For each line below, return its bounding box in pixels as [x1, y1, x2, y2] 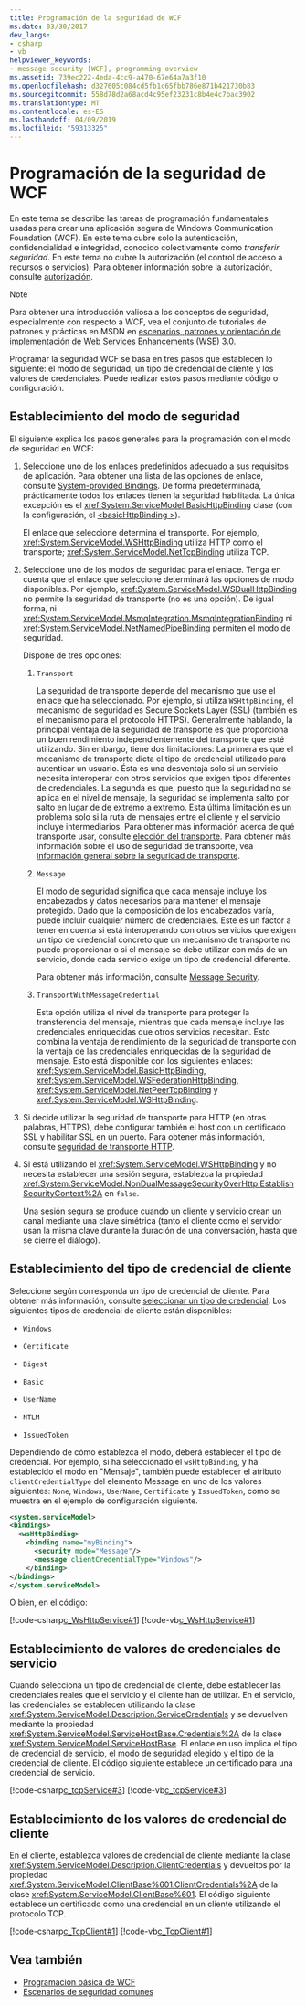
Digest [22, 1359, 48, 1369]
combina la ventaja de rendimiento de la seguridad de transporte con [36, 1035, 297, 1046]
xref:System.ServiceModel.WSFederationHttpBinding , [36, 1075, 239, 1086]
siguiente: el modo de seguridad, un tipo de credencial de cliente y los [9, 363, 274, 374]
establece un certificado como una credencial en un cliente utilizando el [9, 1898, 280, 1910]
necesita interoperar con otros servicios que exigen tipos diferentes [36, 772, 292, 783]
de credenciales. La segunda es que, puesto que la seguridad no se [36, 782, 292, 793]
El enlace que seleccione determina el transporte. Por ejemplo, [22, 526, 259, 537]
